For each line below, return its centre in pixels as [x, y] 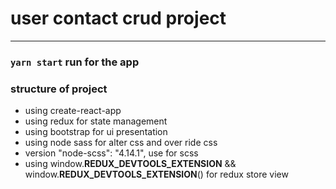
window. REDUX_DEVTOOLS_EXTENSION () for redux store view [156, 174]
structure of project [59, 89]
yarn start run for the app [75, 62]
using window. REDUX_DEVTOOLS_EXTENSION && [130, 164]
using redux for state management [96, 121]
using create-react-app [73, 111]
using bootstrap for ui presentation [96, 132]
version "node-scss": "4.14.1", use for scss [111, 153]
